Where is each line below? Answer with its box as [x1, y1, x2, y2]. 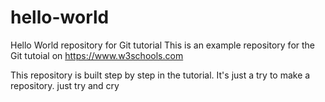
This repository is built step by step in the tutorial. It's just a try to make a [10, 69, 311, 81]
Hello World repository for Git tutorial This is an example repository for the [10, 39, 316, 51]
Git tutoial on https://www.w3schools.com [10, 49, 184, 61]
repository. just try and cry [10, 79, 120, 91]
